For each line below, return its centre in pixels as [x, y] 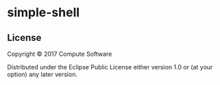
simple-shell [44, 13]
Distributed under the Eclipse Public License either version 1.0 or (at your [110, 67]
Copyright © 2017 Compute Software [60, 54]
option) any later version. [42, 74]
